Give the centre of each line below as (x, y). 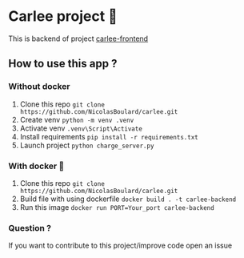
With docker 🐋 (36, 166)
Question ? (30, 228)
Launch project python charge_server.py (87, 145)
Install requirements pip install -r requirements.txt (109, 136)
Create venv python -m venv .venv (77, 119)
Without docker (39, 87)
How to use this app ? (63, 64)
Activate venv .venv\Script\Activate (81, 128)
